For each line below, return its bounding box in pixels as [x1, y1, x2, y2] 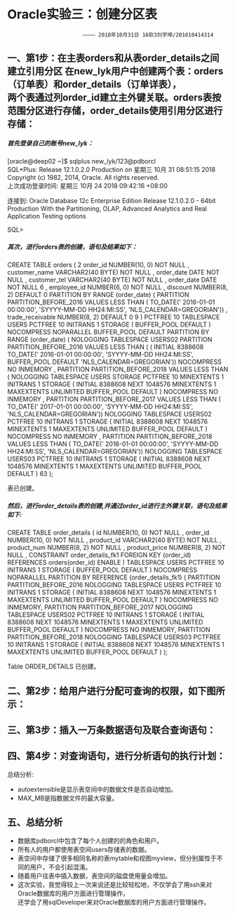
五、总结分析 [7, 816, 63, 829]
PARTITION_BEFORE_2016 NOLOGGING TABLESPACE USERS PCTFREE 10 [7, 581, 222, 589]
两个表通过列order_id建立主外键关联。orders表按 [7, 92, 222, 104]
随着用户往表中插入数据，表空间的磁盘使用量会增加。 [17, 872, 172, 880]
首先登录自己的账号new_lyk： [7, 138, 94, 147]
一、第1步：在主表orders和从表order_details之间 [7, 52, 220, 64]
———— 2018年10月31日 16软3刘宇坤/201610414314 [82, 31, 214, 39]
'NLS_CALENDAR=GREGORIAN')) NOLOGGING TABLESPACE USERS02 [7, 410, 212, 419]
